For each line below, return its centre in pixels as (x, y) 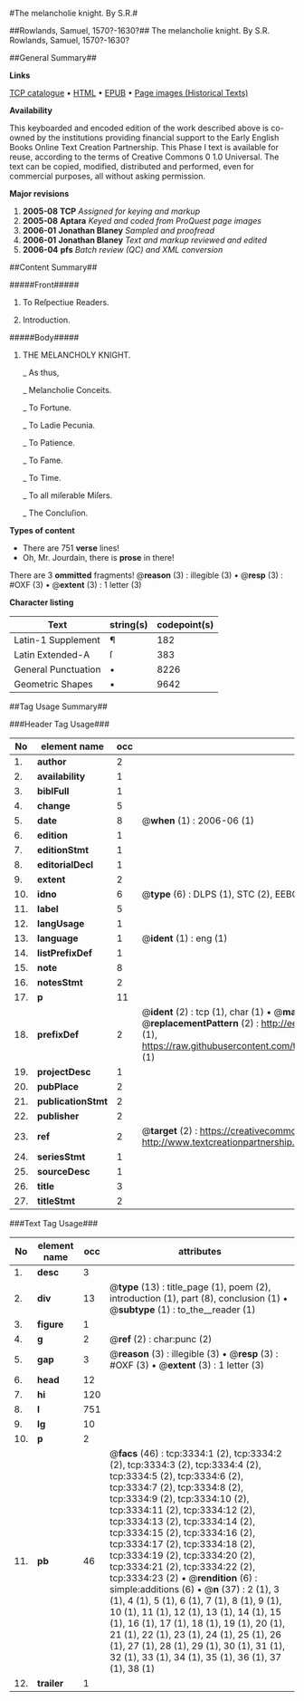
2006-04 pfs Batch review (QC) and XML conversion (123, 250)
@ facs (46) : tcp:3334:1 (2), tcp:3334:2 (196, 1453)
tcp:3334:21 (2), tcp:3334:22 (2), (183, 1566)
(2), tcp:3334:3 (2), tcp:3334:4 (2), (185, 1465)
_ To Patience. (48, 442)
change (54, 806)
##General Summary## (53, 58)
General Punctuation (57, 669)
